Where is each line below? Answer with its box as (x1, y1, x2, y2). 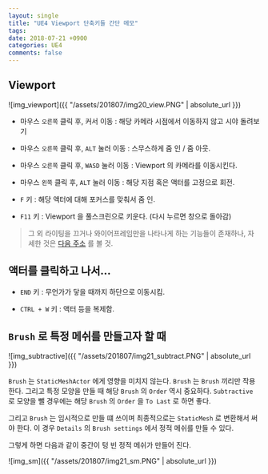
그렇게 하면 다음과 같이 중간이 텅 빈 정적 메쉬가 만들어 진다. (8, 440, 192, 450)
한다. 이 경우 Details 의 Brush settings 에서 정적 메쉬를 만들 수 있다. (16, 424, 234, 433)
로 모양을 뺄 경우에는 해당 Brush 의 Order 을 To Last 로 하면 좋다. (8, 396, 211, 406)
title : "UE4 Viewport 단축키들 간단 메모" (8, 19, 138, 27)
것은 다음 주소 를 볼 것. (42, 238, 114, 248)
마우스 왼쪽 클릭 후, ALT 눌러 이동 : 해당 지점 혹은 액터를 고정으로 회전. (19, 177, 235, 187)
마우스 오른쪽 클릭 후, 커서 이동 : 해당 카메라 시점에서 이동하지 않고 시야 (19, 116, 238, 126)
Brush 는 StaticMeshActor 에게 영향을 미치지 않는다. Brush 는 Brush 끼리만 (8, 376, 242, 386)
